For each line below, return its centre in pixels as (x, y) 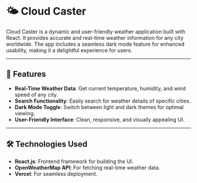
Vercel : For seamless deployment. (56, 174)
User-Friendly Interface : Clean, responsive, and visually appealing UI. (99, 119)
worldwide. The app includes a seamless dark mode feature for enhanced (95, 44)
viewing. (25, 113)
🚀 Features (26, 74)
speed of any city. (36, 94)
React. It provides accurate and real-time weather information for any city (95, 38)
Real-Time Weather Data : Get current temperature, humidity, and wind (100, 88)
